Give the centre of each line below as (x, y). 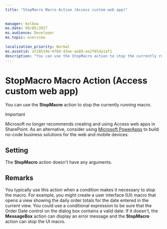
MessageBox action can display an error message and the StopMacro (78, 216)
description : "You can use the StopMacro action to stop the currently (81, 56)
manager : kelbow (22, 24)
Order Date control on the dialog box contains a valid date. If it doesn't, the (82, 211)
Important (15, 114)
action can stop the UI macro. (36, 221)
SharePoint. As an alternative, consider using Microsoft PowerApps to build (82, 129)
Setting (17, 150)
